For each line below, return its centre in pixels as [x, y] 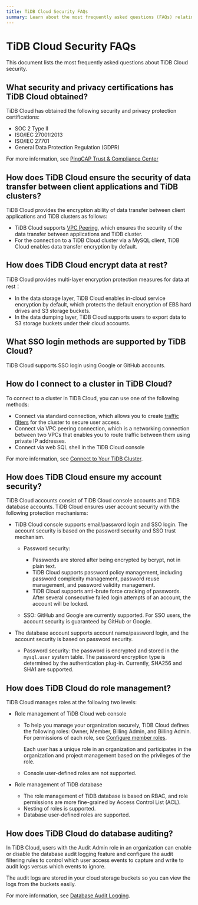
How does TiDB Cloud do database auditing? [90, 833]
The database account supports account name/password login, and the [102, 633]
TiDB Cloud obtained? [47, 97]
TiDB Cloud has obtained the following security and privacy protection [91, 111]
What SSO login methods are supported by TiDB [96, 342]
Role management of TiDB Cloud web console [70, 714]
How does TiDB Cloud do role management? [89, 688]
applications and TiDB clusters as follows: [57, 217]
